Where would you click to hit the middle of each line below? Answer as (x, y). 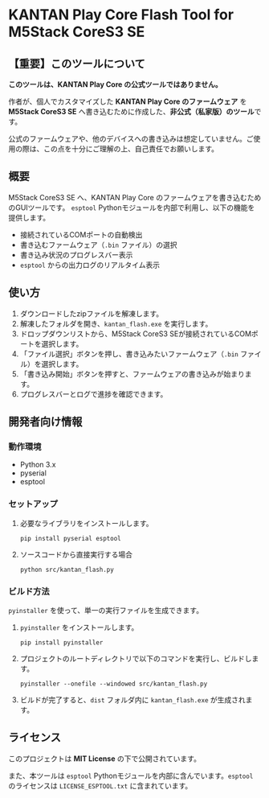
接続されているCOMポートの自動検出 (81, 234)
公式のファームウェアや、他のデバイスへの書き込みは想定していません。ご (131, 139)
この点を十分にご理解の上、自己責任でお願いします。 (131, 149)
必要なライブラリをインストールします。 (87, 523)
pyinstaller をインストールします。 (79, 627)
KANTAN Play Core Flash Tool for (121, 15)
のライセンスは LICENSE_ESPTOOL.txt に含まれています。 (100, 785)
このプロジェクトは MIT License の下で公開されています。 (104, 759)
